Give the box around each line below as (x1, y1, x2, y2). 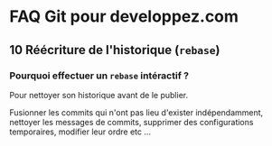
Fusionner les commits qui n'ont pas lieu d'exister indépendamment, (9, 106, 264, 118)
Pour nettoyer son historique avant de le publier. (9, 89, 188, 100)
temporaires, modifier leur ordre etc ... (9, 126, 152, 137)
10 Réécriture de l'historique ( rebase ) (9, 42, 220, 58)
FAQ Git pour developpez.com (9, 6, 239, 27)
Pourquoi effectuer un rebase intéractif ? (9, 69, 190, 82)
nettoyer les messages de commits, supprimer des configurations (9, 116, 254, 127)
